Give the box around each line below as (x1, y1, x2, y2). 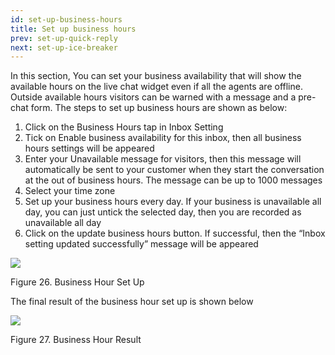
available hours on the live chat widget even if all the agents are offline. (10, 81, 303, 93)
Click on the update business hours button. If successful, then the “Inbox (24, 227, 326, 240)
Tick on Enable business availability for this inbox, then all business (24, 132, 302, 144)
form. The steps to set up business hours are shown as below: (30, 102, 288, 114)
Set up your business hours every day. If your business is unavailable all (24, 196, 322, 208)
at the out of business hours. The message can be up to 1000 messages (24, 174, 323, 186)
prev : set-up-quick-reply (10, 33, 118, 43)
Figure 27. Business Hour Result (10, 334, 142, 346)
